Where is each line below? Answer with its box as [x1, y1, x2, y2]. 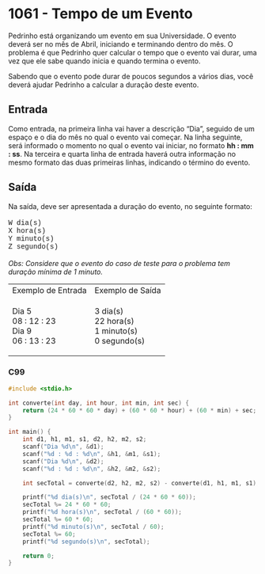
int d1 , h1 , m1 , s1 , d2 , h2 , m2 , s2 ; [22, 435, 147, 443]
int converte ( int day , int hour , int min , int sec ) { [8, 399, 190, 407]
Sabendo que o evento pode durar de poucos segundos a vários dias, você [8, 71, 254, 81]
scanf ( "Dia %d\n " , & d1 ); [22, 443, 104, 451]
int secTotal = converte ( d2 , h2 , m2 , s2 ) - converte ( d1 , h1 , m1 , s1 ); [22, 479, 260, 487]
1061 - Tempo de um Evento [8, 5, 193, 23]
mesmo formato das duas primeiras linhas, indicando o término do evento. [8, 158, 251, 167]
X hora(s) [8, 226, 46, 235]
